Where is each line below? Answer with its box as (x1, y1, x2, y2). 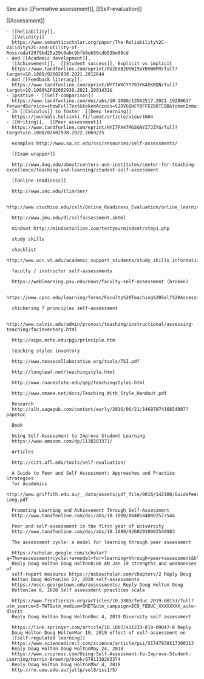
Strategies (6, 475, 34, 481)
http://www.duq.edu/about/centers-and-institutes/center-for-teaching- (12, 162, 197, 168)
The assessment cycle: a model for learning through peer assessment (12, 539, 191, 545)
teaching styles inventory (12, 348, 80, 354)
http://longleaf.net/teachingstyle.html (12, 369, 115, 375)
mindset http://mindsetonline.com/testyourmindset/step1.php (12, 226, 170, 232)
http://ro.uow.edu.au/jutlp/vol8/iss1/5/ (12, 667, 118, 673)
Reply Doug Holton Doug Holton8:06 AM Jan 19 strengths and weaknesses (12, 560, 197, 567)
